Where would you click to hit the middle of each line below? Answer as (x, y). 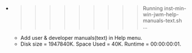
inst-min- (175, 8)
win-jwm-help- (161, 14)
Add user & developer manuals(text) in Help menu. (81, 38)
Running (153, 8)
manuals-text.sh (162, 20)
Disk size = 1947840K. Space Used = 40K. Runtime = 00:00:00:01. (101, 44)
